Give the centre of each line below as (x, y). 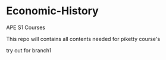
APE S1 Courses (26, 27)
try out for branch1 (29, 50)
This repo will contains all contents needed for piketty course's (83, 39)
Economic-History (53, 11)
